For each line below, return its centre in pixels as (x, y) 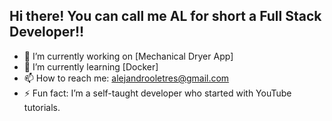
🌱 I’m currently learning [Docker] (91, 66)
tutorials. (42, 107)
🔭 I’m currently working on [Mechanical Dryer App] (128, 56)
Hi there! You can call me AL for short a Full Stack (165, 16)
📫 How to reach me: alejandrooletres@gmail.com (126, 78)
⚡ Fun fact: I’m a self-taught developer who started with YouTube (157, 93)
